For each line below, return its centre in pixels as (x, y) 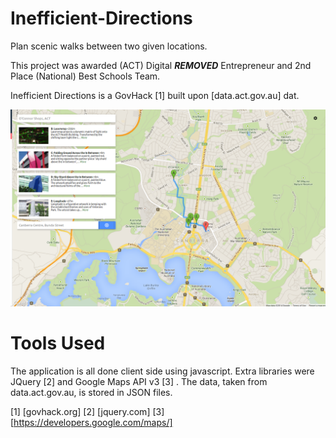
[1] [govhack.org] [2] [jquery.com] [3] (87, 411)
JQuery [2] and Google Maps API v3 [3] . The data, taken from (139, 381)
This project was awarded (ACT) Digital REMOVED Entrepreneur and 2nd (161, 65)
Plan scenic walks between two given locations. (109, 46)
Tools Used (58, 343)
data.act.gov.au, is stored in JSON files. (91, 392)
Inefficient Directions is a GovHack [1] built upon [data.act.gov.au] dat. (155, 95)
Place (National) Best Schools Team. (85, 76)
